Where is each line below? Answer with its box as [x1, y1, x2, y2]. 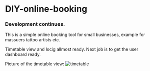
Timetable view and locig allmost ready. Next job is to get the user [5, 46, 139, 52]
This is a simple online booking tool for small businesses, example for [5, 32, 146, 37]
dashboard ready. [5, 52, 41, 57]
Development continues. [5, 21, 65, 28]
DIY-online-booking [5, 3, 87, 15]
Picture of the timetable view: [5, 61, 65, 67]
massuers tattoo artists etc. [5, 37, 60, 43]
